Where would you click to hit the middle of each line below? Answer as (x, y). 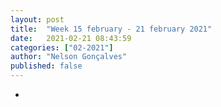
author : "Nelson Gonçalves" (69, 57)
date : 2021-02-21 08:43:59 (71, 38)
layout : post (37, 19)
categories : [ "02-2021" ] (62, 47)
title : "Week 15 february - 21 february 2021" (111, 29)
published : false (46, 66)
